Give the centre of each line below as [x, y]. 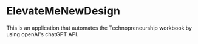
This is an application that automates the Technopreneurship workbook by [99, 28]
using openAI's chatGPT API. [43, 34]
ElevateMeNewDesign [63, 11]
